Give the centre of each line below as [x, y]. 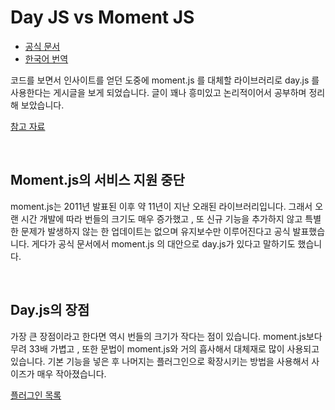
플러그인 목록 [36, 395]
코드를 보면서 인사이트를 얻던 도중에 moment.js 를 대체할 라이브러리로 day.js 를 [165, 80]
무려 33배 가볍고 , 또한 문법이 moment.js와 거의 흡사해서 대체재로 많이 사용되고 [165, 348]
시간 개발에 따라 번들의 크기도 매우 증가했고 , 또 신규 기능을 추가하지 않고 [161, 218]
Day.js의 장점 [50, 310]
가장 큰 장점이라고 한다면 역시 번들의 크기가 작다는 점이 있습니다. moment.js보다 [166, 336]
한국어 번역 [46, 58]
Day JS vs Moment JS [102, 17]
